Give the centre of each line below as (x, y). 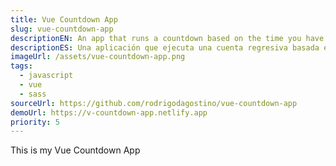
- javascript (46, 76)
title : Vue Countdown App (64, 19)
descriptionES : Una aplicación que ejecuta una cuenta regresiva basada (165, 47)
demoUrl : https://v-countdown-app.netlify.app (109, 112)
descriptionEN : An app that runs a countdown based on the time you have (167, 38)
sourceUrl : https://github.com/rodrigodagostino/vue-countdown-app (154, 103)
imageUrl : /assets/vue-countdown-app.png (98, 57)
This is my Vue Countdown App (75, 150)
